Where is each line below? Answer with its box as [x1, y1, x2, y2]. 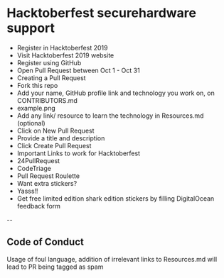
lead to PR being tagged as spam [6, 262, 104, 271]
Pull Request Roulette [16, 172, 80, 180]
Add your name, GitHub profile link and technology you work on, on [16, 89, 215, 97]
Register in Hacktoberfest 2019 [16, 43, 108, 52]
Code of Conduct [6, 236, 85, 248]
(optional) [16, 118, 46, 127]
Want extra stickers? [16, 179, 78, 187]
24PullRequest [16, 156, 60, 165]
